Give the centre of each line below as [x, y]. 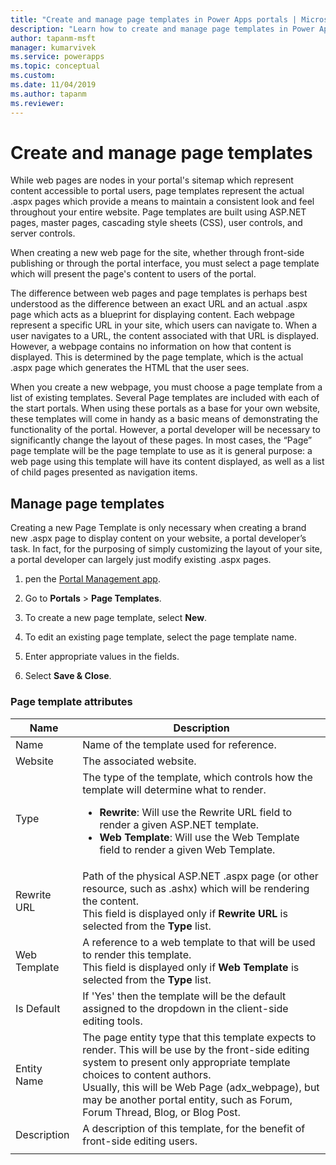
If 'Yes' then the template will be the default [184, 996]
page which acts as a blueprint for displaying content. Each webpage [153, 315]
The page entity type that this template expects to [199, 1037]
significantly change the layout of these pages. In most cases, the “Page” [161, 440]
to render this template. [137, 954]
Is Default [38, 1008]
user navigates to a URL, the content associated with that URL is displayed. [165, 336]
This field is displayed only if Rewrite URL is [185, 913]
